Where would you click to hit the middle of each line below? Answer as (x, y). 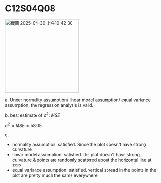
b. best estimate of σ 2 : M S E (33, 115)
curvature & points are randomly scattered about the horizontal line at (82, 160)
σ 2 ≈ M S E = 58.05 (24, 125)
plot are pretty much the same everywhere (55, 175)
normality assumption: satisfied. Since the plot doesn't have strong (79, 145)
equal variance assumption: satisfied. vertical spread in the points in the (84, 170)
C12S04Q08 (30, 9)
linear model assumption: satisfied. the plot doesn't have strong (76, 155)
